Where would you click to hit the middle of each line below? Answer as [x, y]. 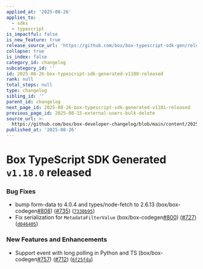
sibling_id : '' [25, 96]
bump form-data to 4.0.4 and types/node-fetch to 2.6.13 [85, 205]
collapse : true [25, 51]
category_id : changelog [36, 62]
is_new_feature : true [34, 40]
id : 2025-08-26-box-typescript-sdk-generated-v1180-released [85, 74]
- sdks [20, 23]
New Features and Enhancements [57, 239]
